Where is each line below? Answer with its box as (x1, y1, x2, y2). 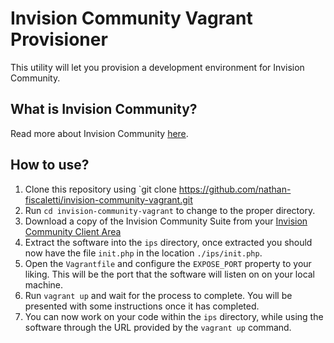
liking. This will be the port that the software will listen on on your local (24, 268, 316, 280)
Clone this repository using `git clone (24, 183, 177, 195)
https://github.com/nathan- (178, 183, 292, 195)
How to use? (10, 157, 90, 174)
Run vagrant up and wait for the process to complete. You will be (24, 289, 293, 301)
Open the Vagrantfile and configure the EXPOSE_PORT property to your (24, 257, 312, 269)
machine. (24, 278, 64, 291)
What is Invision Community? (10, 101, 198, 118)
